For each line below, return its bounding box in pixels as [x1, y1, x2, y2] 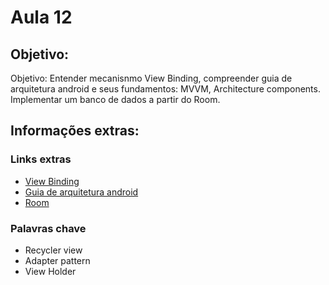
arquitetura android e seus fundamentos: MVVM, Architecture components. [10, 83, 321, 95]
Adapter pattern [24, 254, 91, 266]
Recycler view [24, 244, 83, 256]
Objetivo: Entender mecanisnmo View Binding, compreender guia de [10, 72, 293, 84]
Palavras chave [10, 221, 87, 235]
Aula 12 [10, 6, 73, 29]
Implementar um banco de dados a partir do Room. [10, 94, 221, 105]
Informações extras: [10, 122, 140, 140]
